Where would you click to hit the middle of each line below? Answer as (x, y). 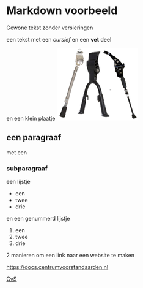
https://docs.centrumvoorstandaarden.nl (57, 267)
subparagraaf (27, 168)
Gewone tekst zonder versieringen (50, 28)
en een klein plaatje (31, 118)
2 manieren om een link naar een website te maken (71, 256)
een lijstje (18, 182)
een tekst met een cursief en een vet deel (59, 39)
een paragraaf (34, 138)
